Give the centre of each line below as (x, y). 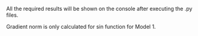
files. (12, 15)
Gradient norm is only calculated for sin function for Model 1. (81, 27)
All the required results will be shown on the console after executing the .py (99, 9)
